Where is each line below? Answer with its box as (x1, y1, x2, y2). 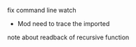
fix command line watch (7, 6, 76, 14)
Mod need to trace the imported (17, 20, 110, 27)
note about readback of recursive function (7, 33, 130, 41)
